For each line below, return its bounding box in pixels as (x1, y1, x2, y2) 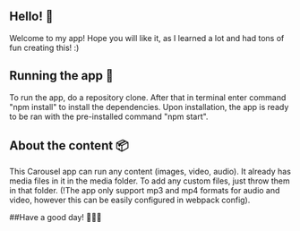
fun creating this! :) (9, 42, 80, 53)
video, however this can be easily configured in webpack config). (9, 194, 251, 206)
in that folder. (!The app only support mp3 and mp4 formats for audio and (9, 185, 280, 196)
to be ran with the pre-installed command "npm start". (9, 111, 209, 122)
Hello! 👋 (9, 9, 54, 24)
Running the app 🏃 (9, 68, 114, 83)
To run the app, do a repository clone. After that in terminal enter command (9, 91, 287, 103)
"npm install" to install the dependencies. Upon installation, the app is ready (9, 101, 289, 112)
